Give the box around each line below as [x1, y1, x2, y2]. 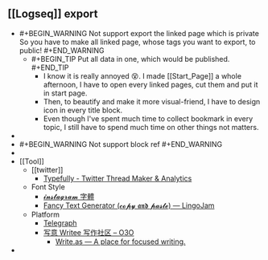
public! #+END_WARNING [19, 45, 105, 55]
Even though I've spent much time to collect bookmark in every [43, 113, 254, 124]
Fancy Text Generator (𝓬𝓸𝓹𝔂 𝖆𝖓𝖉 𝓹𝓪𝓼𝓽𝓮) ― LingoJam [43, 201, 215, 210]
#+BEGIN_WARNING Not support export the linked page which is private [19, 28, 259, 38]
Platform [31, 209, 60, 219]
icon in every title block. [43, 105, 123, 115]
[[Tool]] [19, 156, 45, 166]
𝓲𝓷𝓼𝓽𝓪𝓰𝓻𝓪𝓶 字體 [43, 191, 95, 201]
